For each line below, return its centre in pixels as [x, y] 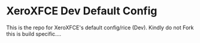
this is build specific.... [34, 33]
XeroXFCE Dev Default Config [82, 11]
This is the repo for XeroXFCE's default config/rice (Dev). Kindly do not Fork [100, 27]
